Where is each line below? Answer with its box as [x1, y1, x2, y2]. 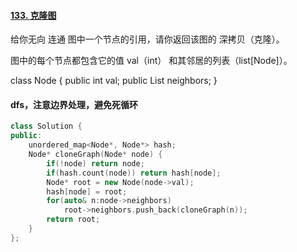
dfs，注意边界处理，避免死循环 [10, 98, 138, 110]
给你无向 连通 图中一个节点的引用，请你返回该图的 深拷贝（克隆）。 [10, 33, 285, 45]
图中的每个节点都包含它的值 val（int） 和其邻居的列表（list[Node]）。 [10, 55, 293, 67]
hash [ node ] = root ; [46, 186, 128, 197]
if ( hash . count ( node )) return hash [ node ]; [46, 168, 222, 178]
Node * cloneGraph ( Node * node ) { [28, 150, 163, 160]
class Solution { [10, 121, 83, 132]
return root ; [46, 215, 101, 225]
